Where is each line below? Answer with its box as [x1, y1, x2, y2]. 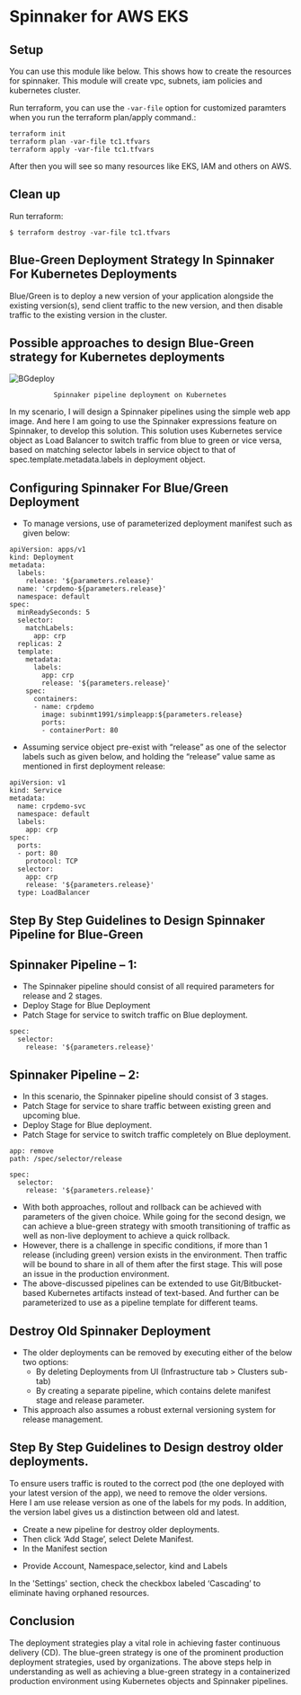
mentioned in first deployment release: [22, 761, 166, 772]
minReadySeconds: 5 [17, 608, 91, 617]
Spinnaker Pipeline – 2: [9, 1067, 140, 1082]
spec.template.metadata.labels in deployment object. [9, 454, 206, 465]
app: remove [9, 1147, 54, 1156]
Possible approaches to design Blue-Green [9, 335, 254, 351]
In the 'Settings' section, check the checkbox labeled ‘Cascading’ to [9, 1577, 261, 1588]
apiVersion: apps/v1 [9, 546, 87, 555]
